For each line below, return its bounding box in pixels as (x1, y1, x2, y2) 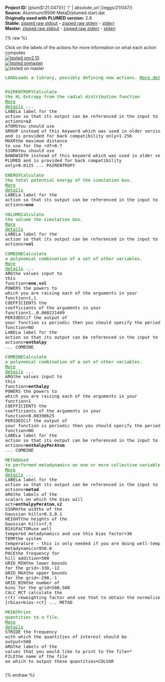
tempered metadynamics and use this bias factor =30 (5, 531, 133, 536)
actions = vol (5, 241, 34, 246)
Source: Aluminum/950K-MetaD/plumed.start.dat (5, 10, 105, 16)
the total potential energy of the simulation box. (5, 177, 133, 183)
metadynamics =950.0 (5, 546, 52, 551)
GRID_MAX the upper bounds (5, 570, 68, 575)
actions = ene (5, 202, 34, 207)
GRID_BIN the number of (5, 580, 60, 585)
